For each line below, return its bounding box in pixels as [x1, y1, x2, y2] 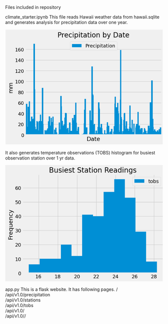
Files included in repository [5, 5, 61, 10]
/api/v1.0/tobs [5, 302, 33, 308]
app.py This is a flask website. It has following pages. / [5, 286, 118, 292]
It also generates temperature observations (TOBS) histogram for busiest [5, 150, 155, 156]
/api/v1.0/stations [5, 297, 41, 303]
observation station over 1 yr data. [5, 155, 75, 161]
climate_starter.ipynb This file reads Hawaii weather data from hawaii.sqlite [5, 14, 160, 20]
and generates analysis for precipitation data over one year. [5, 20, 128, 25]
